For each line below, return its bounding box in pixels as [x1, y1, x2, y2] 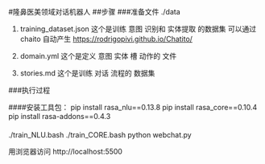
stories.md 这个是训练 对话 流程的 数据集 [19, 68, 155, 78]
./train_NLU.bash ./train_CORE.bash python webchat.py [8, 129, 192, 139]
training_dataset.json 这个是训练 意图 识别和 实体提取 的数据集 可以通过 [19, 24, 256, 34]
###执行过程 [8, 85, 51, 95]
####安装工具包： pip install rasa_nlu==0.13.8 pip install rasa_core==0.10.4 [8, 103, 258, 112]
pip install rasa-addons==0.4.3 [8, 112, 111, 121]
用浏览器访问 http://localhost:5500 [8, 146, 123, 156]
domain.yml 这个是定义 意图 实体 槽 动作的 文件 [19, 51, 177, 60]
